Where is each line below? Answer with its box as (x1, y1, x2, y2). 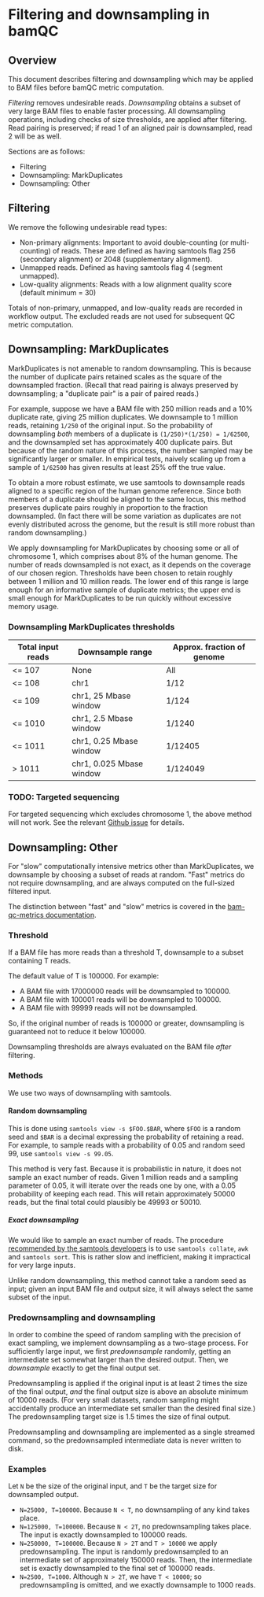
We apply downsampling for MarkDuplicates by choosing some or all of (8, 543, 240, 553)
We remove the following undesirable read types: (8, 222, 167, 231)
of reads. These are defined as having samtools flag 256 (52, 246, 236, 255)
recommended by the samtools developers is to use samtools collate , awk (8, 1244, 249, 1253)
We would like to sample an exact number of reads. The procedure (8, 1235, 224, 1244)
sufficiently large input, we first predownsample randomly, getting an (8, 1347, 232, 1356)
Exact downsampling (8, 1215, 79, 1225)
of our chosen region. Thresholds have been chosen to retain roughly (8, 568, 233, 578)
